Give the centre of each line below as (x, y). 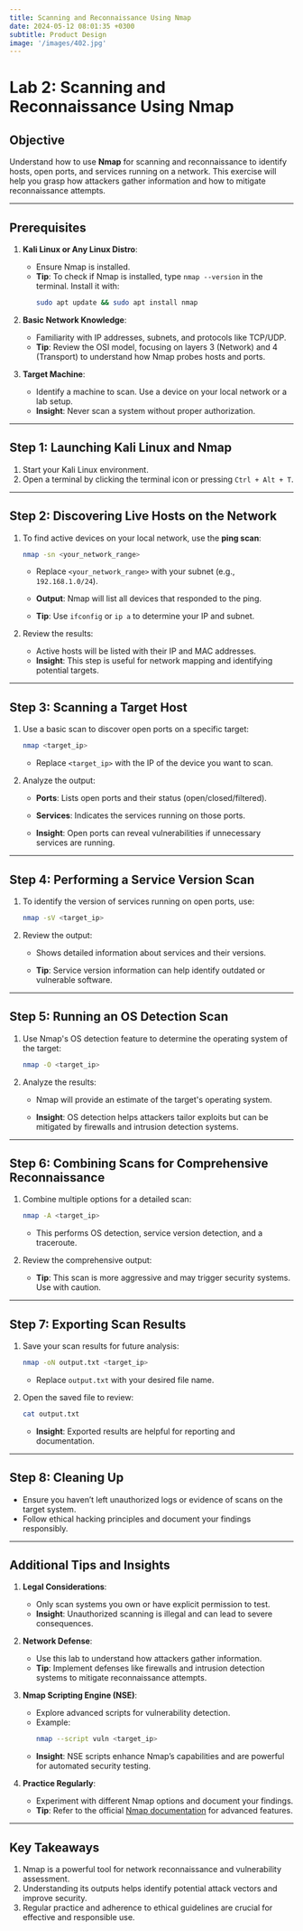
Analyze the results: (59, 1082)
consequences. (64, 1624)
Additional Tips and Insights (90, 1565)
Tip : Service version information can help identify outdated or (151, 970)
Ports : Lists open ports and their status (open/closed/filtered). (151, 798)
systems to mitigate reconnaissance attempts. (121, 1678)
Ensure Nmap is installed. (83, 267)
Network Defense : (57, 1641)
